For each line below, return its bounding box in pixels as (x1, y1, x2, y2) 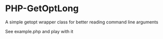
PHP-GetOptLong (5, 3, 79, 14)
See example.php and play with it (5, 28, 74, 34)
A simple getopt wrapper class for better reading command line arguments (5, 19, 159, 25)
